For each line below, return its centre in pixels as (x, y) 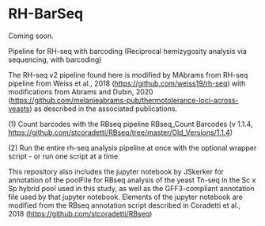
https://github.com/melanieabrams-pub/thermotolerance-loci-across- (125, 100)
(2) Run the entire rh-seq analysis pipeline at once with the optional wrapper (132, 147)
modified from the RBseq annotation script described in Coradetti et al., (125, 205)
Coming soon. (31, 36)
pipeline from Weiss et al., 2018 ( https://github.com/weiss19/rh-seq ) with (127, 83)
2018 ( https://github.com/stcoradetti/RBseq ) (80, 213)
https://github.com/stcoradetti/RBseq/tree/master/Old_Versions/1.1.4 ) (121, 132)
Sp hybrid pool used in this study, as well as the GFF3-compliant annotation (131, 188)
